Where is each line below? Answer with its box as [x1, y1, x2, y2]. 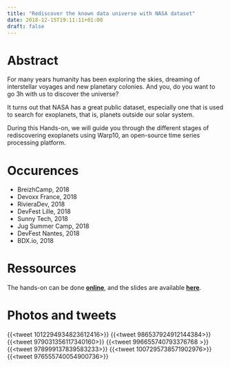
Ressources [7, 261, 77, 276]
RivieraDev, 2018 [17, 200, 65, 209]
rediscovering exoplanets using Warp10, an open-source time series [7, 132, 200, 140]
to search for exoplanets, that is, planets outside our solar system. [7, 111, 194, 119]
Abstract [7, 52, 59, 68]
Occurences [7, 162, 79, 178]
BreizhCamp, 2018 [17, 185, 70, 193]
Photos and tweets [7, 308, 117, 324]
